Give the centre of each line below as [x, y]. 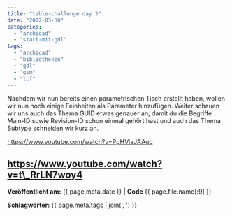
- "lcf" [25, 79]
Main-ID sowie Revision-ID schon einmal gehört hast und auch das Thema [114, 121]
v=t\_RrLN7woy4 [45, 174]
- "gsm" [25, 72]
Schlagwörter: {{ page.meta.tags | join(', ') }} [72, 205]
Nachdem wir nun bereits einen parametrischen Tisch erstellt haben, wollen [116, 99]
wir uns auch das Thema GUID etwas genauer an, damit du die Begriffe [110, 113]
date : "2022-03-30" [36, 20]
